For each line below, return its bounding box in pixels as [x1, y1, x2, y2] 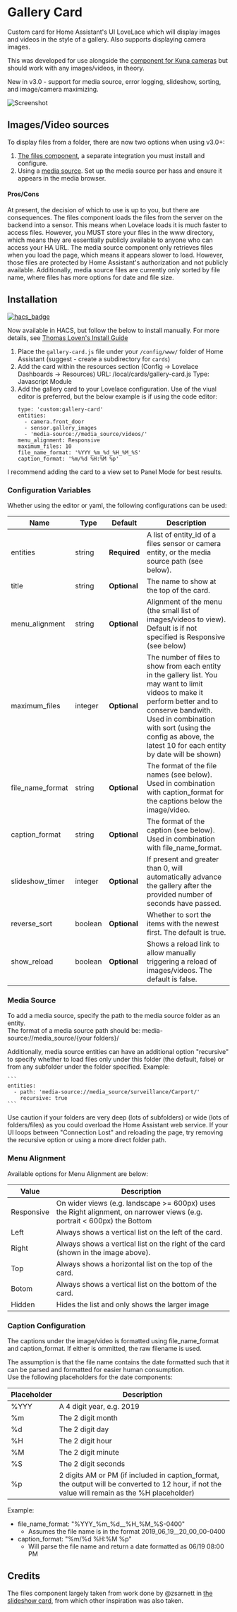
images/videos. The [147, 966, 213, 976]
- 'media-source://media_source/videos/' [24, 430, 148, 437]
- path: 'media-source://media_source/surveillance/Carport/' [13, 1089, 200, 1096]
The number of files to [147, 653, 221, 662]
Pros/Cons [7, 190, 39, 198]
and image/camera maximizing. [7, 85, 99, 93]
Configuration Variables [7, 485, 92, 495]
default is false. [147, 974, 197, 984]
